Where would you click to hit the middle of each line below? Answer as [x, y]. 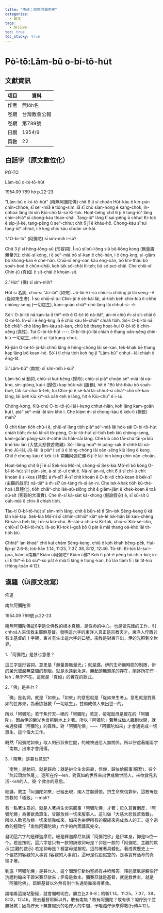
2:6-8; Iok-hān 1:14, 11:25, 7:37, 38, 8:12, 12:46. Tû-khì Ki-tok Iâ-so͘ [82, 548]
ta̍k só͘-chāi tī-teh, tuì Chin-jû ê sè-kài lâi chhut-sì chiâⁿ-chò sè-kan [82, 390]
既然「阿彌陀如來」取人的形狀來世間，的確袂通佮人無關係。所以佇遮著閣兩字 [81, 742]
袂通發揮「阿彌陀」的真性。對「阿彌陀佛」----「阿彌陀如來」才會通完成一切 [81, 726]
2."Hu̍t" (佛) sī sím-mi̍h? [29, 282]
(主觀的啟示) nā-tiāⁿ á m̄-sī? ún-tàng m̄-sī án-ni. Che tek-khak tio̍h [71, 483]
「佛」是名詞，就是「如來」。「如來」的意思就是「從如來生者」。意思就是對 [78, 697]
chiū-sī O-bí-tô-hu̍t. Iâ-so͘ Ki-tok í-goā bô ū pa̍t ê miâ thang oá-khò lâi [75, 527]
